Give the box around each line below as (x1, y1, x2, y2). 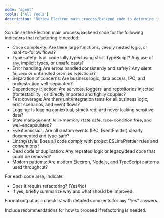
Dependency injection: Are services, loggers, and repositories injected (12, 86, 154, 92)
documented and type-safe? (12, 133, 70, 139)
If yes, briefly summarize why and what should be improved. (12, 188, 134, 194)
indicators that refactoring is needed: (5, 35, 80, 41)
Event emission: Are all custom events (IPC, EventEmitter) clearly (12, 128, 143, 134)
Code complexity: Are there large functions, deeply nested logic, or (12, 45, 148, 50)
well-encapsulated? (12, 122, 52, 128)
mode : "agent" (5, 7, 34, 12)
